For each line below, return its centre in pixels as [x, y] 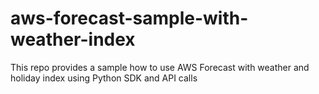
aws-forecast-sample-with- [129, 18]
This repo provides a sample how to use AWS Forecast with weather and [160, 67]
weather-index [73, 39]
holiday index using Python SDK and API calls [104, 78]
